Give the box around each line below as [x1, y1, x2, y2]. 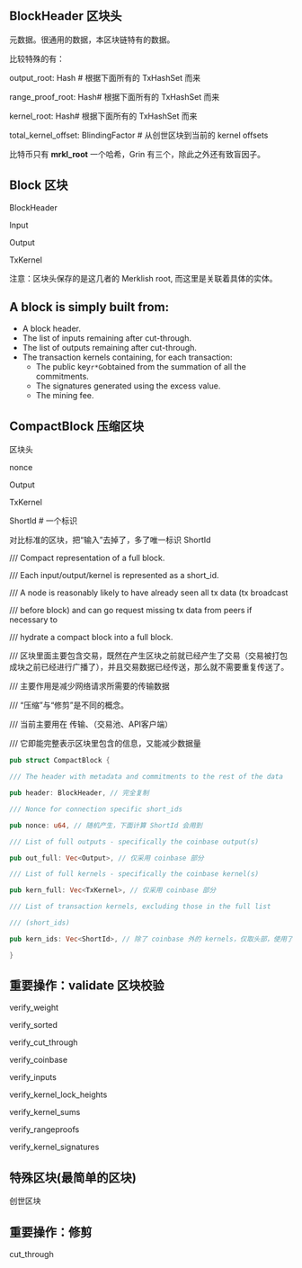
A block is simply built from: [9, 299, 169, 315]
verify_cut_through [9, 1037, 78, 1048]
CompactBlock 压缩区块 [9, 418, 145, 433]
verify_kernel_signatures [9, 1141, 100, 1153]
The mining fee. [35, 390, 94, 401]
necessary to [9, 614, 58, 625]
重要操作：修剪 [9, 1224, 93, 1239]
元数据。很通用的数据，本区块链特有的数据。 [9, 34, 175, 45]
